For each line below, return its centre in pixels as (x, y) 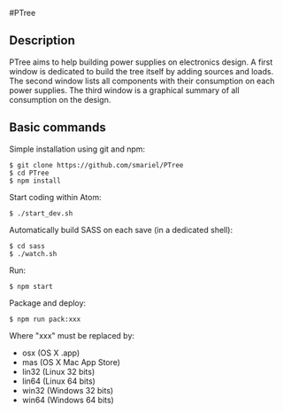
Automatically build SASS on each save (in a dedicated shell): (121, 230)
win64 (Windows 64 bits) (68, 400)
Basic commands (57, 128)
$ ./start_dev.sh (41, 213)
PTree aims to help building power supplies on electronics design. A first (141, 62)
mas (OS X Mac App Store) (71, 362)
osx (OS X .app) (51, 353)
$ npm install (35, 181)
